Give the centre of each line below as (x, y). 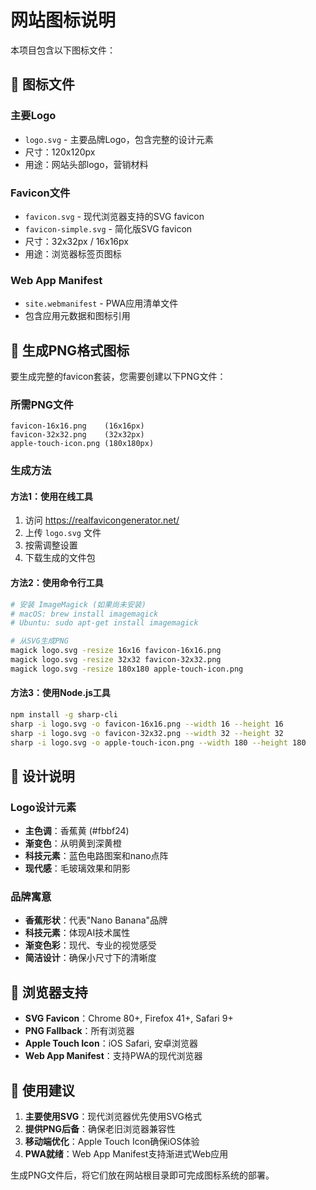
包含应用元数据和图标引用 (77, 316)
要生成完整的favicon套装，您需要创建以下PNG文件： (118, 377)
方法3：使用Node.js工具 (60, 693)
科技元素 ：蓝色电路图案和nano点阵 (96, 856)
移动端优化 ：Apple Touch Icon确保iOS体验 (112, 1142)
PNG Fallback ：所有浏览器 (79, 1031)
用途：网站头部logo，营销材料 (86, 164)
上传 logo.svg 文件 (63, 533)
